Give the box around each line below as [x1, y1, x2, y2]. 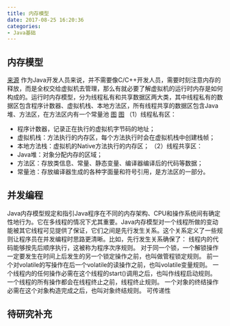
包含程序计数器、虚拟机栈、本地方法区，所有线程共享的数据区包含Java [18, 102, 219, 110]
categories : [7, 23, 41, 30]
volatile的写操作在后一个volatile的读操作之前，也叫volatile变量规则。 [18, 260, 212, 268]
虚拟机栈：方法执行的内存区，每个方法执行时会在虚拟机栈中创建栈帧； [16, 133, 216, 141]
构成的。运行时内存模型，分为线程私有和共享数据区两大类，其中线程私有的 [7, 93, 217, 102]
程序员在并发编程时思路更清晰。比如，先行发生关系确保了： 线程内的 [18, 235, 213, 243]
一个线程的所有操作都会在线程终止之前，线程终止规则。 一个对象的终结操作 [7, 277, 219, 286]
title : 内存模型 [7, 10, 49, 17]
